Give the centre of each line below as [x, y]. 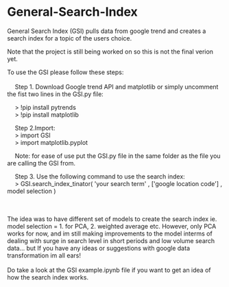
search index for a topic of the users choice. [70, 38]
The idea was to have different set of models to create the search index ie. [112, 219]
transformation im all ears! [44, 255]
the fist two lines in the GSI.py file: [56, 94]
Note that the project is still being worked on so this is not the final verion [110, 51]
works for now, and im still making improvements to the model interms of [110, 233]
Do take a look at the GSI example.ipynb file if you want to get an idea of [109, 270]
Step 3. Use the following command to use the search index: [100, 176]
